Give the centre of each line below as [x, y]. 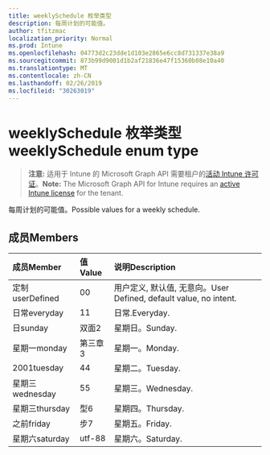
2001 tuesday [38, 368]
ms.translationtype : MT [48, 68]
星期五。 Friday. [143, 424]
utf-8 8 [93, 438]
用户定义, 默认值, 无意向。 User [172, 288]
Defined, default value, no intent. [175, 299]
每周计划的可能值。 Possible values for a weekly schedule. [104, 209]
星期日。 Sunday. [145, 329]
